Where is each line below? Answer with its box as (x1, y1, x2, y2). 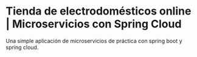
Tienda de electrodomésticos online (5, 4, 192, 18)
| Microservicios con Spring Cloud (5, 17, 182, 31)
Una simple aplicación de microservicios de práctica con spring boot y (5, 37, 183, 44)
